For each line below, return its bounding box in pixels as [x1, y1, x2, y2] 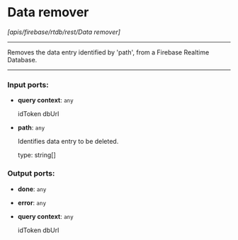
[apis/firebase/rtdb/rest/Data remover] [7, 28, 120, 36]
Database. [7, 55, 38, 64]
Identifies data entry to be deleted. [17, 137, 119, 146]
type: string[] [17, 151, 57, 159]
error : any [17, 198, 47, 207]
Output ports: [7, 168, 55, 178]
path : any [17, 123, 45, 132]
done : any [17, 185, 47, 193]
